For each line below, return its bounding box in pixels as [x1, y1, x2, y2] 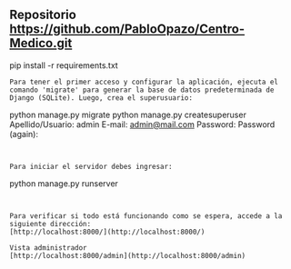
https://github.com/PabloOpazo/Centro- [9, 22, 246, 37]
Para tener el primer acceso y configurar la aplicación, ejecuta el [9, 77, 279, 86]
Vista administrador [9, 243, 88, 253]
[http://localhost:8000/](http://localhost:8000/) [9, 227, 206, 236]
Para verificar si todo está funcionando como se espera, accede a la [9, 211, 283, 221]
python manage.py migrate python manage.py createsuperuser [9, 109, 247, 120]
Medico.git [9, 35, 73, 51]
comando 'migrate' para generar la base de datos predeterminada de [9, 85, 275, 95]
